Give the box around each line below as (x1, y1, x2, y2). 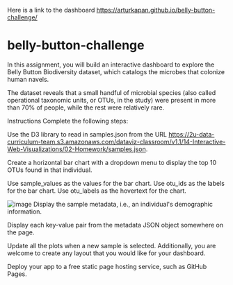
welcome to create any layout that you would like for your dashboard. (7, 249, 206, 257)
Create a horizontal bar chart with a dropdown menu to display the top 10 (7, 158, 217, 166)
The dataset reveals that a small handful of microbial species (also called (7, 88, 216, 96)
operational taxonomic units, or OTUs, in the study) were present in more (7, 96, 216, 104)
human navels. (7, 75, 49, 83)
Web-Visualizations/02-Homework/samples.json (7, 145, 146, 153)
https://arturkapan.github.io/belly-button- (96, 6, 216, 14)
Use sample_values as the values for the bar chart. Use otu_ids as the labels (7, 179, 225, 187)
